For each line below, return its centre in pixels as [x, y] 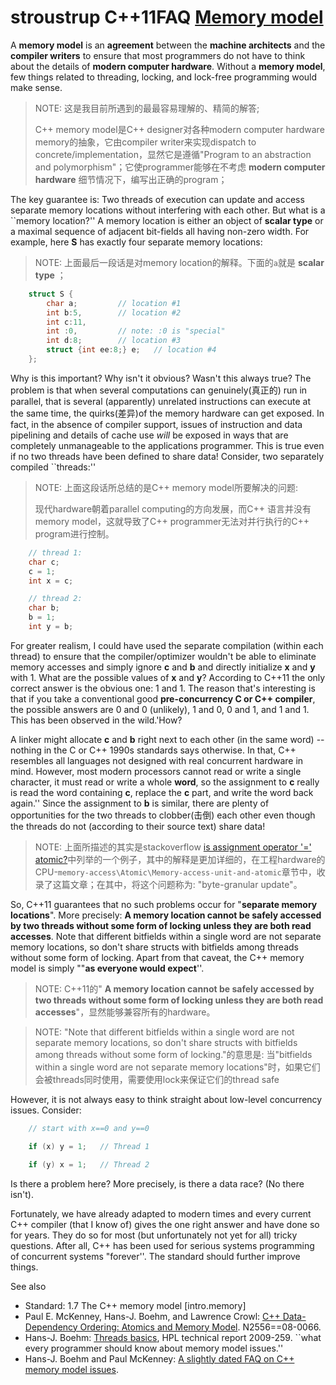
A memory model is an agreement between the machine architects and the [168, 45]
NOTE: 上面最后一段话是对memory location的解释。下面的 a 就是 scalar [179, 262]
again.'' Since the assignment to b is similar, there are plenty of [140, 803]
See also [28, 1286]
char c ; [44, 562]
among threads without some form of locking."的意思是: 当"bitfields [173, 1054]
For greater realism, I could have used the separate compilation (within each [167, 645]
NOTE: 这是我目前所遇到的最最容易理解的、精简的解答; [147, 108]
